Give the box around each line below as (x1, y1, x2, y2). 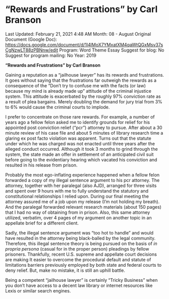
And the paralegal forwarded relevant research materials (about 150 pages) (5, 204, 161, 210)
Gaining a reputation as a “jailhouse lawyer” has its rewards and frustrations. (5, 72, 164, 78)
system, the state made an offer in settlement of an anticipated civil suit (5, 151, 154, 157)
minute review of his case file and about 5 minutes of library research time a (5, 130, 163, 136)
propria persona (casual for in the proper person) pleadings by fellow (5, 246, 149, 252)
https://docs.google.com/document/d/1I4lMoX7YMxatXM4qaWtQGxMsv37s (5, 41, 163, 47)
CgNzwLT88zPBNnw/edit (5, 47, 59, 53)
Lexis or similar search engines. (5, 287, 71, 293)
